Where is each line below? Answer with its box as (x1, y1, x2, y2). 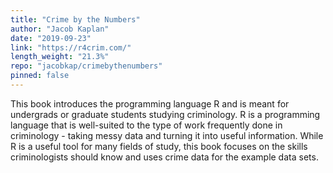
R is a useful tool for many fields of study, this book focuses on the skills (10, 140, 308, 152)
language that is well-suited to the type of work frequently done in (10, 119, 283, 131)
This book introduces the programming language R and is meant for (10, 97, 290, 110)
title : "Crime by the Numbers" (10, 14, 141, 25)
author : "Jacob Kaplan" (10, 24, 110, 34)
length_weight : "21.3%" (10, 52, 110, 62)
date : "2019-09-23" (10, 33, 92, 43)
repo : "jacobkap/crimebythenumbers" (10, 61, 163, 71)
